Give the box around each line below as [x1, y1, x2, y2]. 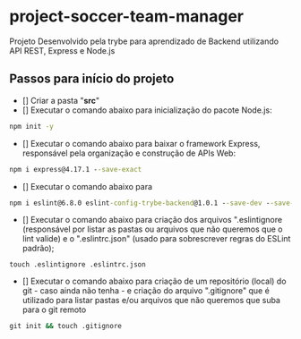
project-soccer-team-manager [9, 6, 245, 27]
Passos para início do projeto [9, 72, 175, 87]
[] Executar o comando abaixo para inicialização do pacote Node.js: [21, 105, 272, 115]
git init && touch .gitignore [9, 322, 123, 331]
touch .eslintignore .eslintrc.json [9, 260, 146, 269]
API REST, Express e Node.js [9, 45, 116, 55]
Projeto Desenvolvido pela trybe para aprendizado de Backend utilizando [9, 36, 279, 47]
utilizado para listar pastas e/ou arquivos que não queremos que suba [21, 295, 280, 306]
